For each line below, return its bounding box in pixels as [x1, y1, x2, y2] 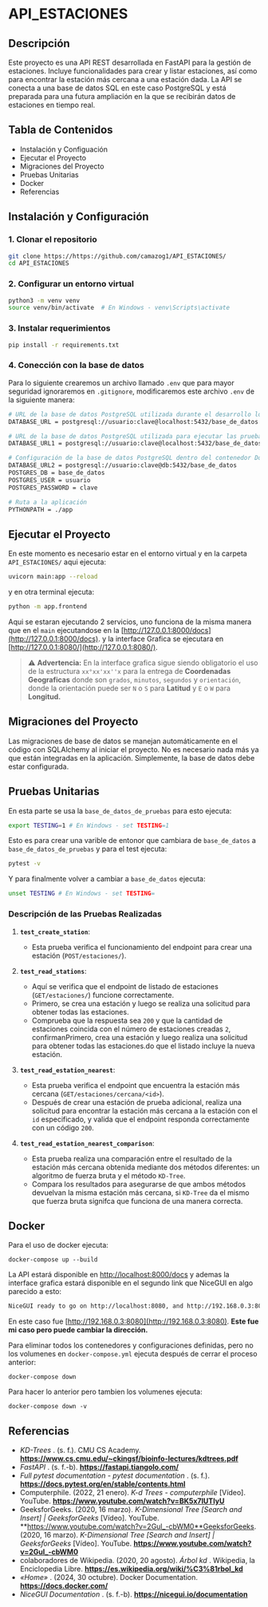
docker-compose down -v [8, 1403, 88, 1411]
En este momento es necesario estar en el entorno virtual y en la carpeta [8, 548, 247, 559]
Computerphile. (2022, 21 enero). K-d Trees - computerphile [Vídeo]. [19, 1488, 246, 1497]
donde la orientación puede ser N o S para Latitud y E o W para [27, 683, 231, 693]
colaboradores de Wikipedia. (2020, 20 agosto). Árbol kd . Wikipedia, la [19, 1556, 255, 1565]
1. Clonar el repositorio [8, 234, 97, 245]
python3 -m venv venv [8, 296, 81, 304]
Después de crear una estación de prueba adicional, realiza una [31, 1097, 242, 1106]
